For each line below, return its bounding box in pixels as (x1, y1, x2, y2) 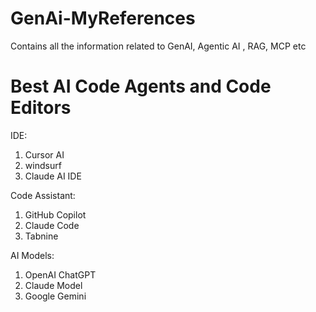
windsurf (24, 159, 62, 171)
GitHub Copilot (24, 208, 87, 221)
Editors (10, 97, 72, 119)
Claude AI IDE (24, 170, 82, 182)
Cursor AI (24, 148, 65, 161)
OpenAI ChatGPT (24, 268, 97, 281)
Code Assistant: (10, 189, 76, 201)
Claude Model (24, 279, 83, 291)
